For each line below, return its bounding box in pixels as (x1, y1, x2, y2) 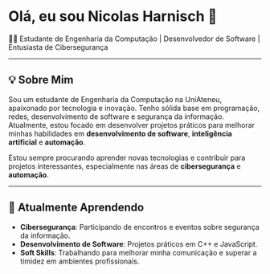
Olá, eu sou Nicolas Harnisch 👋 (8, 7, 218, 26)
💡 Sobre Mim (8, 73, 74, 87)
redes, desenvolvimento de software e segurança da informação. (8, 112, 225, 121)
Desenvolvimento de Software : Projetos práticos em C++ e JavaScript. (19, 239, 258, 248)
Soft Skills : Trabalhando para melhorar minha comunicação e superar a (19, 247, 257, 257)
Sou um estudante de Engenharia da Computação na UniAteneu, (8, 94, 223, 104)
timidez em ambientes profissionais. (19, 256, 140, 266)
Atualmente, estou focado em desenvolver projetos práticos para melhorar (8, 120, 256, 129)
